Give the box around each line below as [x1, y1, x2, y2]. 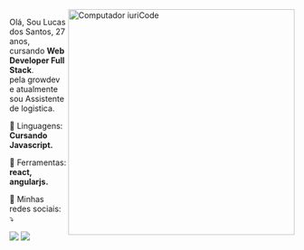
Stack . [9, 65, 34, 75]
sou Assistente [9, 94, 65, 104]
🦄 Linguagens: [9, 121, 63, 131]
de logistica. [9, 103, 55, 114]
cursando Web [9, 45, 65, 56]
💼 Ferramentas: [9, 157, 67, 168]
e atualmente [9, 84, 59, 94]
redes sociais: [9, 203, 62, 214]
